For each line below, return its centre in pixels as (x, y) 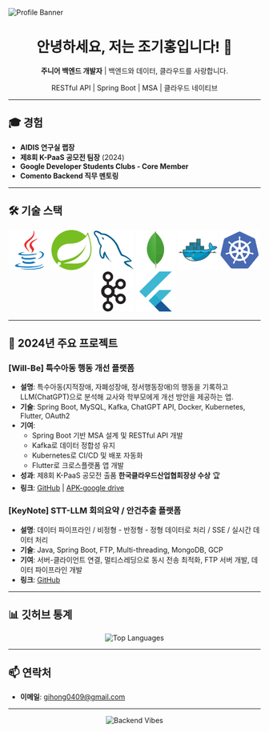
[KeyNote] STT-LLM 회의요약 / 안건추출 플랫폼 (95, 510)
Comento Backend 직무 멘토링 (69, 175)
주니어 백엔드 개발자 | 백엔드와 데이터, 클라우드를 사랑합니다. (134, 70)
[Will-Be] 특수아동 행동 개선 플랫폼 (71, 368)
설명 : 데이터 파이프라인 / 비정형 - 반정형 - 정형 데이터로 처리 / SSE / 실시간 (136, 530)
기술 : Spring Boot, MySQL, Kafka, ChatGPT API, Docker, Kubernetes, (132, 407)
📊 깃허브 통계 (40, 615)
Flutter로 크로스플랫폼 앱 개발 (78, 466)
